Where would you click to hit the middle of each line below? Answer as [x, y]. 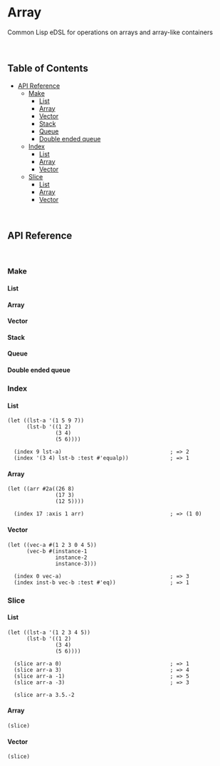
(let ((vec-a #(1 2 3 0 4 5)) [52, 545]
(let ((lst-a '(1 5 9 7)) [46, 421]
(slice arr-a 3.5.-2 [44, 695]
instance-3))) [76, 564]
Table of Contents [48, 69]
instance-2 [71, 558]
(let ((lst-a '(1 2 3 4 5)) [49, 633]
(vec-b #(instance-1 [57, 551]
